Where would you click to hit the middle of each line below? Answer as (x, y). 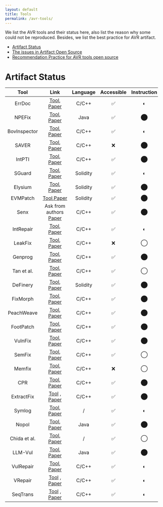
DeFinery (23, 285)
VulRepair (23, 467)
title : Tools (18, 14)
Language (84, 92)
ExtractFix (23, 397)
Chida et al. (23, 439)
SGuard (23, 173)
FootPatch (23, 327)
